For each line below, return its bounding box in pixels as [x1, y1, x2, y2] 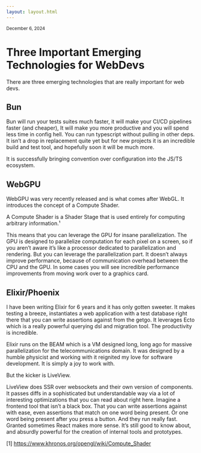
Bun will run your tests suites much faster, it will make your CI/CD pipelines [6, 118, 192, 125]
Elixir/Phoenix [6, 287, 60, 297]
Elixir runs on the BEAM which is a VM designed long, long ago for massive [6, 341, 193, 347]
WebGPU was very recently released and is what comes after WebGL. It [6, 195, 185, 203]
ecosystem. [6, 162, 36, 169]
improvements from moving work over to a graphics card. [6, 270, 149, 277]
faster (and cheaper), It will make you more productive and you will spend [6, 124, 189, 131]
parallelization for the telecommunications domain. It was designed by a [6, 347, 185, 354]
